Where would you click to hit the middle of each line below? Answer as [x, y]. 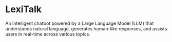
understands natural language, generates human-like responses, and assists [86, 28]
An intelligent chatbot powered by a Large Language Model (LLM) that [80, 23]
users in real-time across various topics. [48, 34]
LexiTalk [24, 9]
